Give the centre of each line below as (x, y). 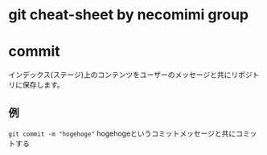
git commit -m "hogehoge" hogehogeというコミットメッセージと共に (122, 133)
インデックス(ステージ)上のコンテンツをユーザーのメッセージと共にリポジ (130, 75)
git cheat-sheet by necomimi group (129, 15)
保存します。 (43, 85)
